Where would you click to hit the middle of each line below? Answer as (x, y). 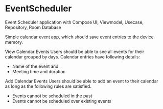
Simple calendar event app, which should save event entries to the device (80, 37)
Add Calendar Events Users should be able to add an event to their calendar (82, 81)
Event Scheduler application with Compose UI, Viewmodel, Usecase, (74, 22)
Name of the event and (35, 66)
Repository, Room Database (33, 27)
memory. (14, 42)
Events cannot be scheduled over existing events (62, 101)
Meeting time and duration (39, 71)
